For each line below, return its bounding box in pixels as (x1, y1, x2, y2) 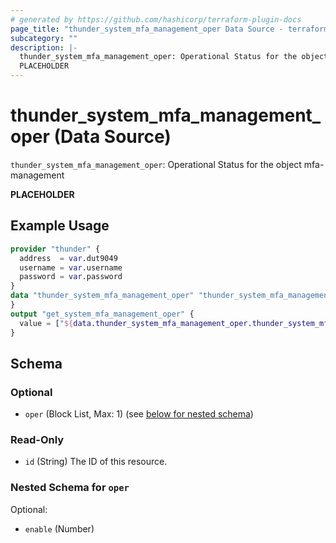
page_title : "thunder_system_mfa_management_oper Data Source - (10, 24, 284, 34)
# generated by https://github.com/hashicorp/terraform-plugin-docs (10, 14, 302, 25)
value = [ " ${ (19, 318, 74, 328)
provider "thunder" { (10, 244, 101, 254)
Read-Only (10, 433, 65, 447)
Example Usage (10, 217, 110, 235)
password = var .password (19, 272, 123, 282)
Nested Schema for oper (10, 481, 130, 495)
